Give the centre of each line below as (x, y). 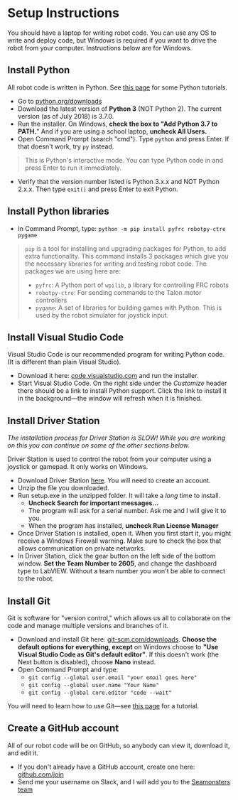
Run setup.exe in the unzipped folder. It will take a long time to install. (119, 496)
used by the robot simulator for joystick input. (102, 315)
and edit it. (23, 753)
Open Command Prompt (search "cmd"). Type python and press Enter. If (123, 139)
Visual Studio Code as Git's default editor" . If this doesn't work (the (118, 654)
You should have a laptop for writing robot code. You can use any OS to (112, 33)
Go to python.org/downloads (60, 101)
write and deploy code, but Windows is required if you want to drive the (112, 40)
